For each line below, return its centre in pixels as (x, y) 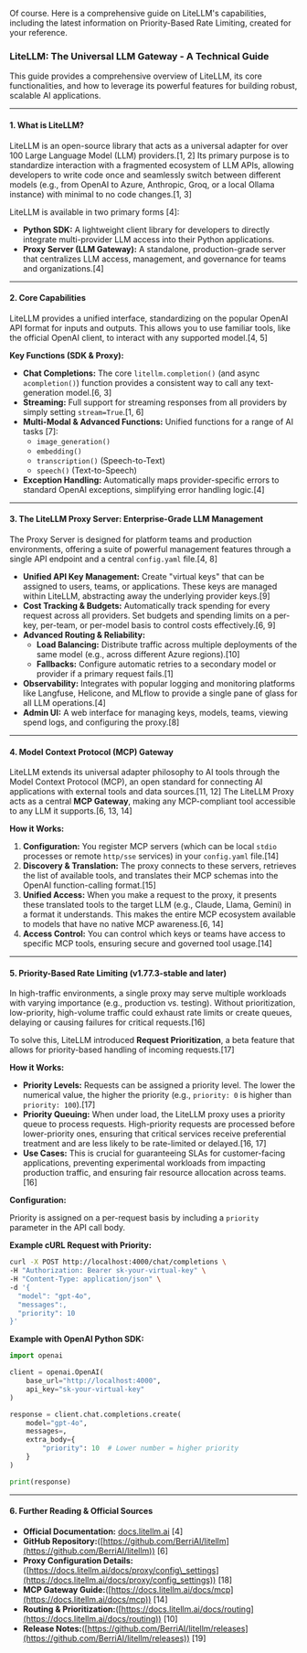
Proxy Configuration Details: (78, 1560)
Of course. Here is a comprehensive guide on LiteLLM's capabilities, (138, 13)
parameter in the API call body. (68, 1228)
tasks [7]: (40, 431)
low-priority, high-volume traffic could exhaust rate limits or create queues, (151, 1013)
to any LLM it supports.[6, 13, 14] (71, 811)
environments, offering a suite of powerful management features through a (150, 549)
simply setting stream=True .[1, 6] (83, 411)
